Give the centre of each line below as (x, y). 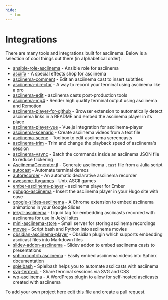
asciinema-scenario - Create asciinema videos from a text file (76, 133)
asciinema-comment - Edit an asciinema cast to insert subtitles (78, 79)
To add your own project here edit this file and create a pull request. (75, 292)
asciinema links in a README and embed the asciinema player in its (82, 117)
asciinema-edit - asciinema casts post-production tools (70, 95)
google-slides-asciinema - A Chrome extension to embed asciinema (83, 202)
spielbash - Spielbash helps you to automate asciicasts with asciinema (86, 266)
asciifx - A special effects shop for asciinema (59, 74)
